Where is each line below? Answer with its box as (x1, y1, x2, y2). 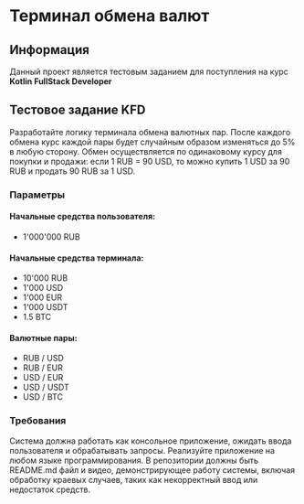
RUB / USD (22, 353, 64, 364)
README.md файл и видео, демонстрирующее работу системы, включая (9, 464, 296, 476)
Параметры (9, 188, 66, 201)
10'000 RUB (22, 273, 68, 284)
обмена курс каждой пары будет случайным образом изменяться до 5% (9, 136, 296, 147)
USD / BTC (22, 391, 64, 402)
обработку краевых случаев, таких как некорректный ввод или (9, 474, 258, 485)
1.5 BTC (22, 312, 52, 323)
